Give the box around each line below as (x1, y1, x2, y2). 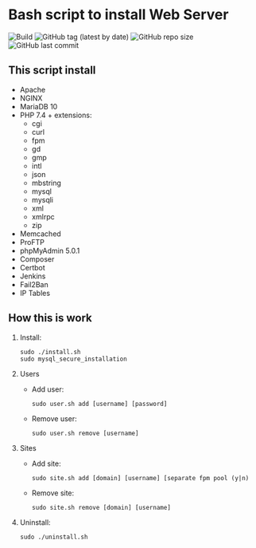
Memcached (19, 229, 61, 239)
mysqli (31, 195, 54, 204)
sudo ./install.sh (19, 348, 81, 356)
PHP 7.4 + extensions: (19, 110, 92, 120)
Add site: (31, 459, 61, 468)
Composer (19, 254, 55, 264)
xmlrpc (31, 211, 55, 221)
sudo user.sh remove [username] (31, 429, 139, 437)
